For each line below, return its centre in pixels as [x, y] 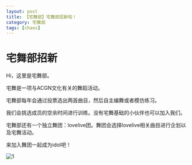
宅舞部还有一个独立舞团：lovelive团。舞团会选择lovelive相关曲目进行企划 [94, 125]
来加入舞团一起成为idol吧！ [39, 145]
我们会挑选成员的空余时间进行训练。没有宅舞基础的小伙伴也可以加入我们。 [96, 113]
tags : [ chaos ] [23, 28]
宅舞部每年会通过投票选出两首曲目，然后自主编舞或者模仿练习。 [83, 100]
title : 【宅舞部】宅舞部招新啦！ [42, 17]
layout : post [22, 11]
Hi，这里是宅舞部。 [29, 76]
